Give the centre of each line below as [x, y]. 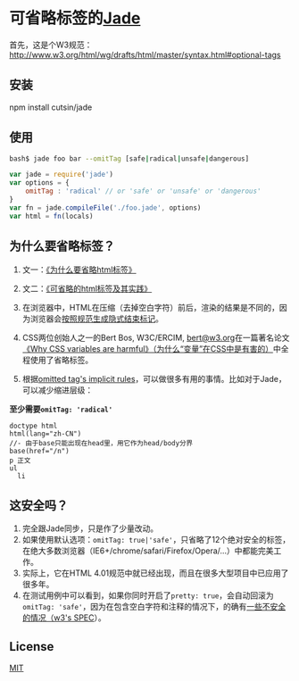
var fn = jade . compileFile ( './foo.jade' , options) [105, 208]
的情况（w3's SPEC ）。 [64, 618]
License [32, 647]
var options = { [39, 183]
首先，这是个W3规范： [51, 45]
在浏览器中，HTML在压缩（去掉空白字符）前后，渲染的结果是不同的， [150, 307]
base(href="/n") [39, 451]
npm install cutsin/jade [51, 107]
